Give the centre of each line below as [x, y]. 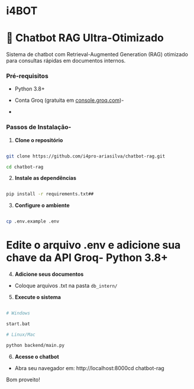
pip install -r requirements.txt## [50, 194]
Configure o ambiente [42, 205]
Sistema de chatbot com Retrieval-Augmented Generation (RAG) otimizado [97, 54]
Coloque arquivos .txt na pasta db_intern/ [66, 286]
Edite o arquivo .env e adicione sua [93, 245]
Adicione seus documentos [49, 274]
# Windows [18, 313]
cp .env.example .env [33, 221]
